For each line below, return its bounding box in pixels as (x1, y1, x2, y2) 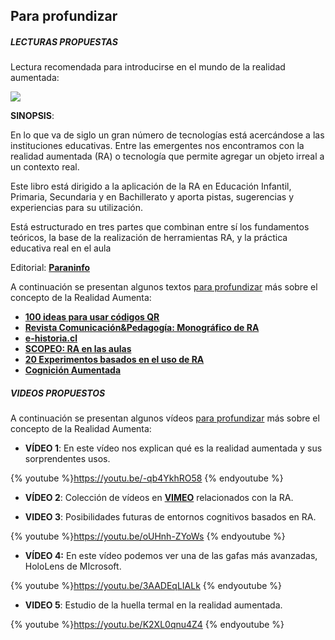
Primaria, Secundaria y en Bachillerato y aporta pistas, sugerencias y (10, 191, 295, 203)
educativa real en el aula (10, 242, 112, 254)
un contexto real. (10, 161, 80, 173)
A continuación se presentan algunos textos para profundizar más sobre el (10, 281, 318, 293)
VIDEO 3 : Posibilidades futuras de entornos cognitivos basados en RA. (24, 511, 317, 523)
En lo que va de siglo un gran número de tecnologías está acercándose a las (10, 129, 325, 141)
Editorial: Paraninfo (10, 262, 90, 274)
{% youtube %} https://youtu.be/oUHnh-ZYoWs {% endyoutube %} (10, 530, 286, 543)
